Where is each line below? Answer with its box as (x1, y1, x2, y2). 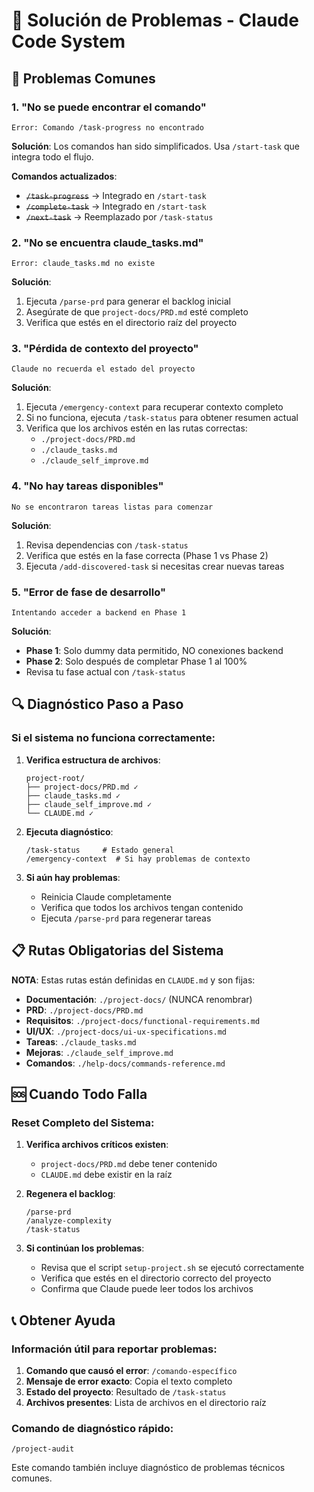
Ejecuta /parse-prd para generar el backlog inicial (25, 295, 231, 308)
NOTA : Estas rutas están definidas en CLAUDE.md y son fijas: (11, 974, 256, 986)
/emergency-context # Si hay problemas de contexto (25, 854, 251, 864)
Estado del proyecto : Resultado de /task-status (25, 1385, 227, 1398)
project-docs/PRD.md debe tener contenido (40, 1158, 218, 1170)
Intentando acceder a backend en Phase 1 (11, 608, 187, 618)
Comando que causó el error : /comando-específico (25, 1364, 238, 1376)
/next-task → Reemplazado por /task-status (25, 210, 214, 223)
